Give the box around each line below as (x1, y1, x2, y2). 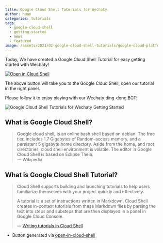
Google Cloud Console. (16, 213, 64, 219)
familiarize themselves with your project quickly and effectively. (16, 189, 144, 195)
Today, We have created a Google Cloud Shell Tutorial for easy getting (5, 56, 146, 62)
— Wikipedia (16, 157, 43, 163)
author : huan (5, 12, 32, 16)
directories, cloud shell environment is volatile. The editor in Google (16, 146, 152, 152)
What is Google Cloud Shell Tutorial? (5, 170, 118, 179)
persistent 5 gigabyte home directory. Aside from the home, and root (16, 141, 154, 147)
